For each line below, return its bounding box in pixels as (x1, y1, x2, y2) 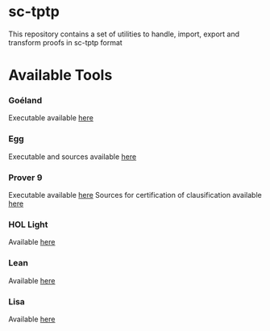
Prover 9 (8, 172, 43, 183)
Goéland (8, 95, 43, 107)
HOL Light (8, 219, 48, 230)
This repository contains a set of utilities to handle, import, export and (8, 29, 240, 39)
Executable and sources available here (8, 152, 137, 161)
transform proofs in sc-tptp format (8, 37, 123, 47)
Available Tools (8, 66, 113, 85)
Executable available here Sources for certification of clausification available (8, 191, 262, 200)
